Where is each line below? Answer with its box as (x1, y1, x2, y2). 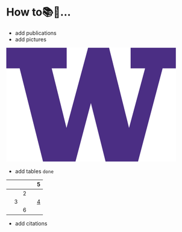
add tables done (14, 167, 54, 175)
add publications (14, 29, 57, 37)
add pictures (14, 35, 47, 43)
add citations (14, 219, 48, 227)
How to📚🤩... (6, 5, 71, 19)
